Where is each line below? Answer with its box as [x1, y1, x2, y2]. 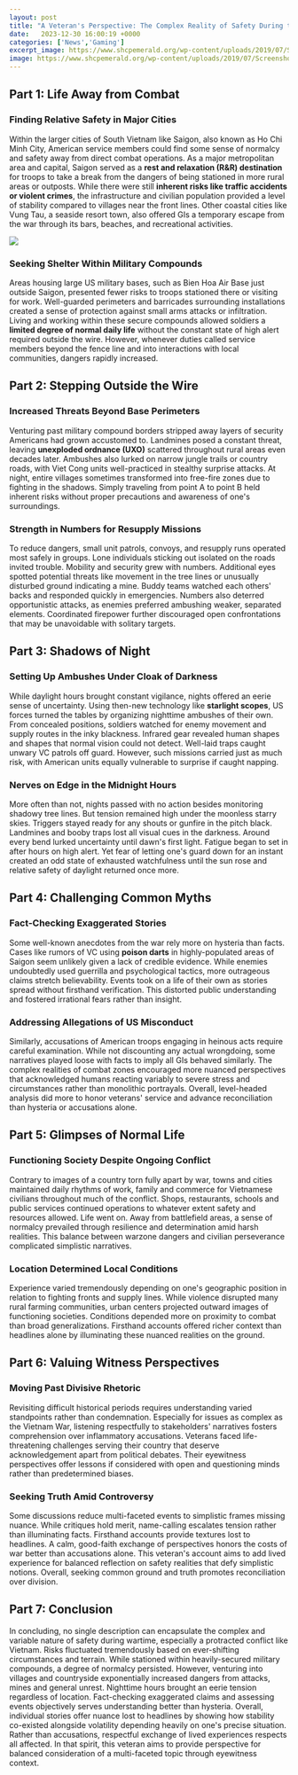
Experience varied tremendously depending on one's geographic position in [9, 1282, 286, 1293]
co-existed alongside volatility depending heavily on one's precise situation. [9, 1719, 286, 1730]
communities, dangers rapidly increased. [9, 352, 159, 364]
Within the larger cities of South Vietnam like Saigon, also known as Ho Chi [9, 134, 283, 145]
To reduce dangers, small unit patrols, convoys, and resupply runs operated [9, 543, 286, 553]
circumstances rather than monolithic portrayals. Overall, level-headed [9, 1083, 268, 1093]
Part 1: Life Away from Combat [9, 87, 180, 102]
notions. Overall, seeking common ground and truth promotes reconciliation [9, 1567, 286, 1577]
